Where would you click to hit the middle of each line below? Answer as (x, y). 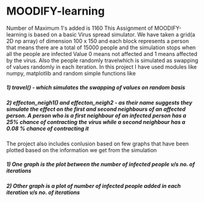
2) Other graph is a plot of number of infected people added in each (94, 186)
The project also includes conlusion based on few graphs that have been (97, 144)
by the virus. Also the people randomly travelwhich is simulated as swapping (102, 60)
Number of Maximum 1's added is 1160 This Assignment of (80, 28)
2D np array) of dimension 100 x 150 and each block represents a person (98, 41)
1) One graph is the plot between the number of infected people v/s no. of (100, 164)
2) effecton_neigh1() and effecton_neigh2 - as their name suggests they (100, 102)
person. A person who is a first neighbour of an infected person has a (97, 115)
